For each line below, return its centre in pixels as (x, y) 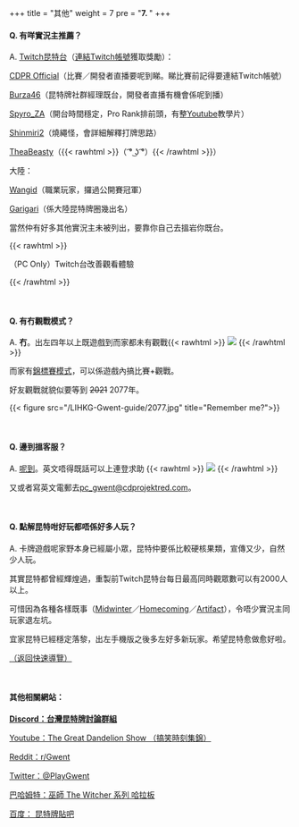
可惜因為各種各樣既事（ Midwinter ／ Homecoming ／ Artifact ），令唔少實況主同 (150, 608)
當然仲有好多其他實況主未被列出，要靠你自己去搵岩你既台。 (119, 228)
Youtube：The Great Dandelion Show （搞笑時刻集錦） (110, 738)
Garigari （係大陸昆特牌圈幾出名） (71, 209)
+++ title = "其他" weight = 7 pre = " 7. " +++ (90, 13)
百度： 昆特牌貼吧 (42, 814)
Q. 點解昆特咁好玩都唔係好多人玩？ (73, 527)
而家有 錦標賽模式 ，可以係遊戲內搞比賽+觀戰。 (94, 371)
